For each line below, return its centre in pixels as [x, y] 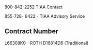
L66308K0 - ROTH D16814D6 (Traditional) [46, 43]
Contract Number [31, 31]
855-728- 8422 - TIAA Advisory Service [45, 16]
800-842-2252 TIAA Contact [34, 7]
